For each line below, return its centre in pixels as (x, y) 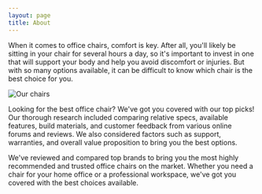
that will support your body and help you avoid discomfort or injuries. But (127, 62)
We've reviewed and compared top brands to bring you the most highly (124, 157)
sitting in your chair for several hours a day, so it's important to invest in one (131, 53)
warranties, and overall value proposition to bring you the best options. (123, 142)
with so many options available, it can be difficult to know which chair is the (131, 70)
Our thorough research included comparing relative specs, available (118, 117)
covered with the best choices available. (74, 182)
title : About (30, 23)
